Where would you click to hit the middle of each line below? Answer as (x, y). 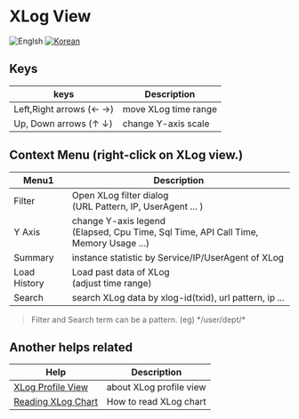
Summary (34, 257)
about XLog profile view (156, 387)
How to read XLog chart (156, 402)
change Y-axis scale (166, 124)
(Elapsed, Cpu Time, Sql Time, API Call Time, (165, 231)
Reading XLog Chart (56, 402)
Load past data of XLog (121, 271)
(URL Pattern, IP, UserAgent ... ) (137, 206)
